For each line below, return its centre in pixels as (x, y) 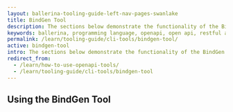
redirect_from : (29, 59)
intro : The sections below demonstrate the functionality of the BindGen (116, 53)
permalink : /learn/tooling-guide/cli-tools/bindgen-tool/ (93, 39)
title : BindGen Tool (37, 20)
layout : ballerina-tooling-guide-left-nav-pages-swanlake (93, 13)
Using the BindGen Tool (59, 99)
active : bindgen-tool (38, 46)
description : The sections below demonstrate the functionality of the (113, 26)
